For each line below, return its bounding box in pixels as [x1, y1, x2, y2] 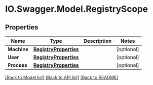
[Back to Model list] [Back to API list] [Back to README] [5, 75, 118, 80]
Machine [7, 46, 29, 53]
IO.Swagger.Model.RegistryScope [5, 3, 148, 15]
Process [7, 62, 28, 68]
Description [83, 38, 112, 44]
